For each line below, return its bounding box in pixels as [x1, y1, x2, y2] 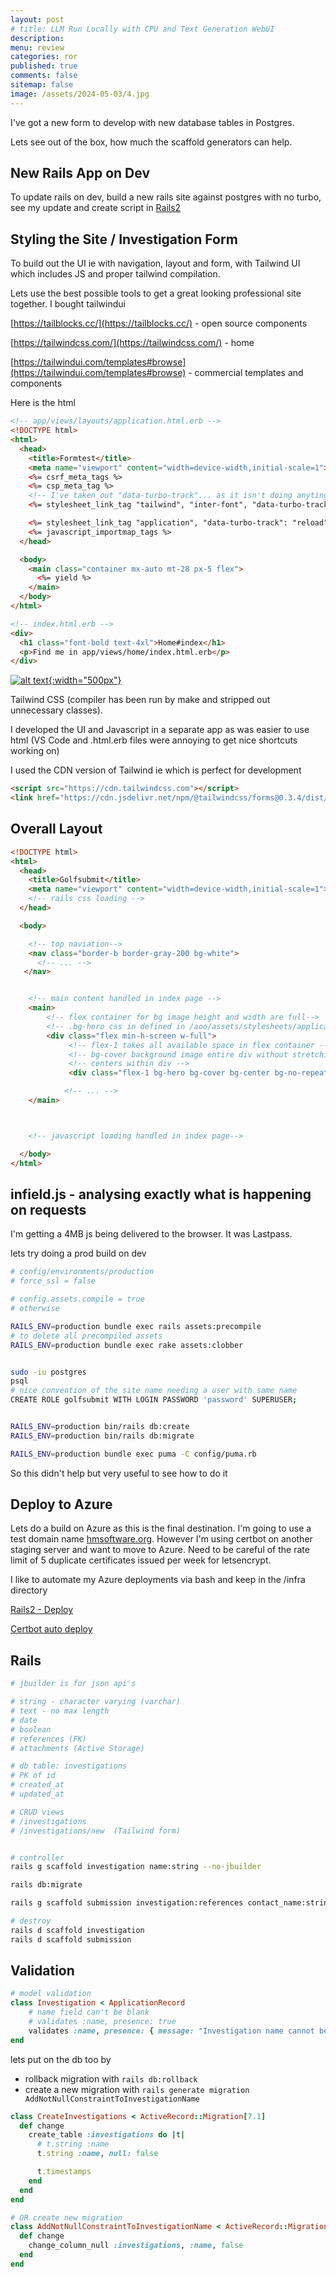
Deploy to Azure [10, 1496, 113, 1513]
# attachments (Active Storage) [10, 1743, 145, 1753]
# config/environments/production [10, 1267, 155, 1277]
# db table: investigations [10, 1761, 128, 1771]
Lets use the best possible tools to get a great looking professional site [10, 287, 302, 300]
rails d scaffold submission [10, 1934, 132, 1945]
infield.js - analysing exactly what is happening [10, 1186, 312, 1203]
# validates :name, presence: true [28, 2017, 177, 2027]
